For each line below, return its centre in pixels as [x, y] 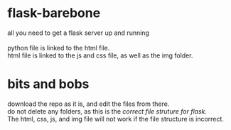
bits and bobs [48, 84]
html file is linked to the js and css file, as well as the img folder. [100, 55]
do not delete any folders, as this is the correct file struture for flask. [107, 111]
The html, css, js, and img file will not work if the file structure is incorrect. [116, 119]
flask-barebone [54, 13]
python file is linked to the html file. [59, 48]
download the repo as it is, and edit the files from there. [88, 104]
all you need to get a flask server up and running [78, 33]
